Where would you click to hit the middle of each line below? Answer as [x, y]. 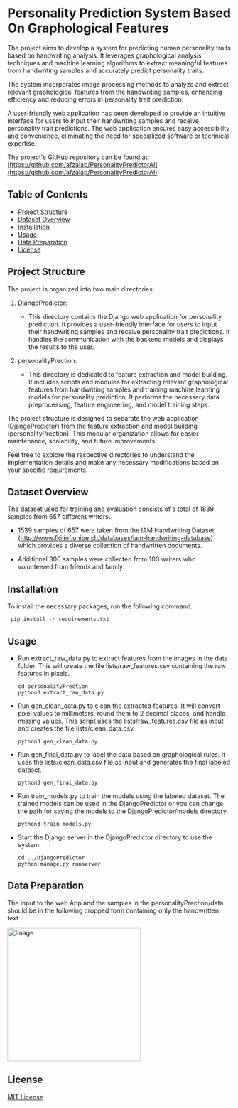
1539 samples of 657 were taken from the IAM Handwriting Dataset [116, 530]
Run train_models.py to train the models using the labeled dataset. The [121, 796]
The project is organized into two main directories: [81, 289]
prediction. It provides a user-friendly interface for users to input [123, 324]
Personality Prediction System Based [119, 13]
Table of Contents [48, 194]
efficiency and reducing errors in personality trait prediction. [96, 99]
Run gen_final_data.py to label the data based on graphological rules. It [121, 754]
